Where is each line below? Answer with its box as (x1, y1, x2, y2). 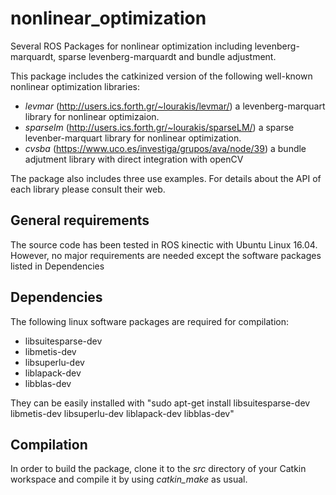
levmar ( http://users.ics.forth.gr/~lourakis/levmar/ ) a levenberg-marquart (24, 100, 326, 112)
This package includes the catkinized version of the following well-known (10, 70, 313, 82)
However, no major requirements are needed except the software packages (10, 249, 322, 261)
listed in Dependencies (10, 260, 105, 272)
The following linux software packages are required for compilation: (10, 315, 290, 327)
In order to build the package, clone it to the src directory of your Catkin (10, 463, 307, 475)
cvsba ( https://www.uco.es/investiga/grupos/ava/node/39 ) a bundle (24, 142, 307, 154)
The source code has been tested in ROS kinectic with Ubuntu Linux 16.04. (10, 238, 318, 251)
